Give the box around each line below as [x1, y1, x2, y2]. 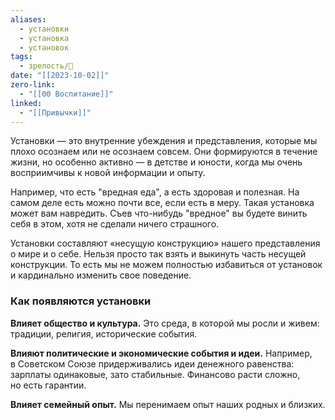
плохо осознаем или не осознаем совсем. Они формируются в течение [10, 146, 318, 158]
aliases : [10, 14, 47, 25]
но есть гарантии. [10, 379, 87, 391]
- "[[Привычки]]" [19, 107, 92, 118]
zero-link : [10, 80, 56, 90]
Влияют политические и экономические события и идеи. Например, [10, 347, 313, 359]
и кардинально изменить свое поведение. [10, 269, 192, 281]
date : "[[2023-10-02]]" [10, 71, 110, 81]
